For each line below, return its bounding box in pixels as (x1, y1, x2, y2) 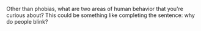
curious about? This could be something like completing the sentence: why (6, 12, 196, 19)
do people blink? (6, 18, 48, 25)
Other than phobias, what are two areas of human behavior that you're (6, 5, 183, 12)
